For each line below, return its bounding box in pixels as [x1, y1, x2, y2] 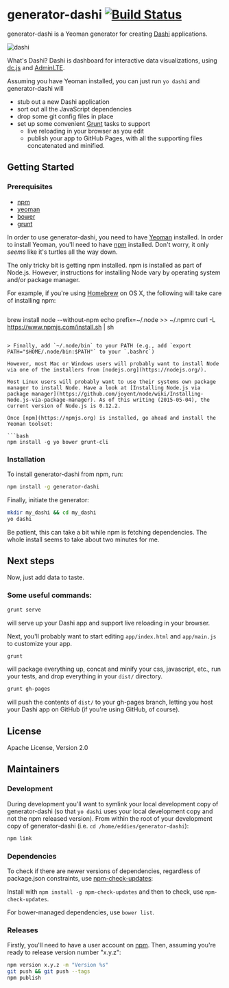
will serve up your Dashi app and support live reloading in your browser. [7, 619, 210, 627]
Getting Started [7, 162, 75, 173]
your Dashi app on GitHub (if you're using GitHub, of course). [7, 705, 180, 713]
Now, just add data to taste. [7, 573, 84, 581]
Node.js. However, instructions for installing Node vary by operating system [7, 268, 221, 277]
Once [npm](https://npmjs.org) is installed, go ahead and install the [7, 414, 216, 421]
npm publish [7, 974, 41, 981]
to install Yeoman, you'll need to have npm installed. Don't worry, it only [7, 240, 209, 248]
